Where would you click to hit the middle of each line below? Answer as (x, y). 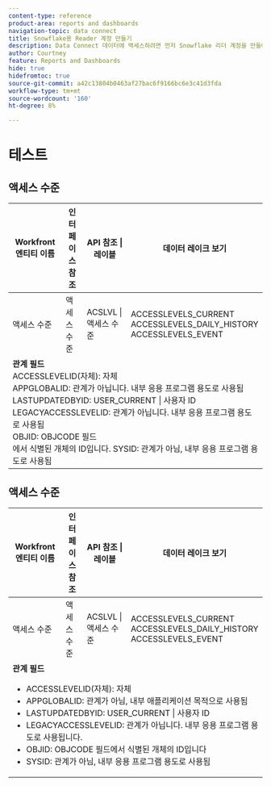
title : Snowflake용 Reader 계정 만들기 (70, 38)
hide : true (27, 69)
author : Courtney (38, 53)
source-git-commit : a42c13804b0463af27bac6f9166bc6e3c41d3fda (115, 83)
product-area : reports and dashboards (73, 23)
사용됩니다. (63, 737)
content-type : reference (50, 16)
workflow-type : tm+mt (45, 91)
